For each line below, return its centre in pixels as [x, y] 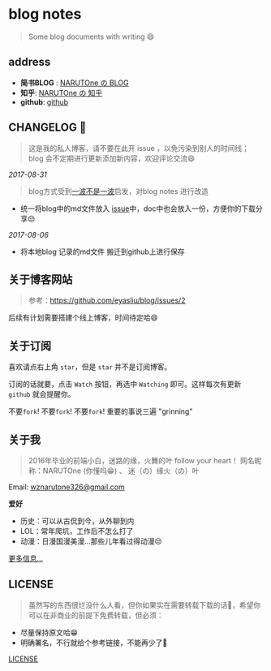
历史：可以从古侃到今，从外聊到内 [77, 521]
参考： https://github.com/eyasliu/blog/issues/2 [107, 300]
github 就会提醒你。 [42, 394]
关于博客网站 [41, 280]
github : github [44, 101]
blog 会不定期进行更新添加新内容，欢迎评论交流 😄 [112, 158]
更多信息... [26, 558]
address [30, 62]
